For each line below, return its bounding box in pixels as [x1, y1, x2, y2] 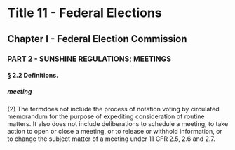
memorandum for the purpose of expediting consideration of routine [7, 112, 205, 121]
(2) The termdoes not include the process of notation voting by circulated [7, 105, 220, 114]
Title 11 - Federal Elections [7, 5, 163, 21]
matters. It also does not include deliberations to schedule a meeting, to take [7, 120, 229, 128]
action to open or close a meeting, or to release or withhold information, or [7, 128, 222, 136]
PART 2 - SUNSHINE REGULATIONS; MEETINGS [7, 54, 172, 64]
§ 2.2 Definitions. [7, 71, 59, 80]
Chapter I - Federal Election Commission [7, 33, 187, 45]
